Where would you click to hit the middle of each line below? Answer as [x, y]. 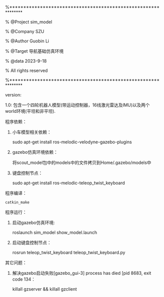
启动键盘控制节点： [32, 243]
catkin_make [17, 202]
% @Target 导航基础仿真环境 [34, 51]
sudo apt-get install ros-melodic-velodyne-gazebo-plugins [72, 142]
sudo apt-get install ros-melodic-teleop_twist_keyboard [68, 183]
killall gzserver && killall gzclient [45, 289]
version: [13, 95]
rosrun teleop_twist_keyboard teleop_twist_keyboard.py [69, 252]
